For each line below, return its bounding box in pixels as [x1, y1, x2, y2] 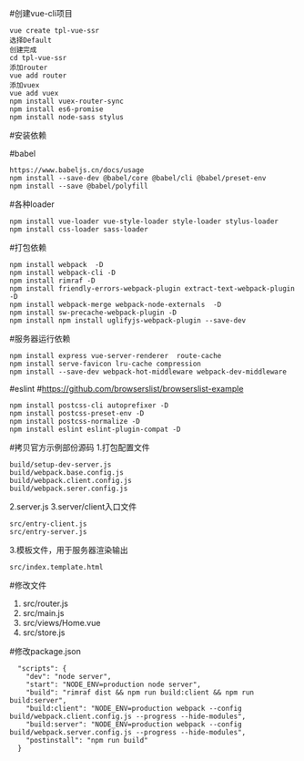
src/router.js [22, 598, 68, 609]
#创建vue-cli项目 [9, 8, 73, 18]
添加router [9, 63, 48, 72]
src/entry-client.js [9, 519, 88, 529]
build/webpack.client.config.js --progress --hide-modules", [9, 712, 247, 721]
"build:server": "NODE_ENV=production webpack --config [25, 720, 243, 729]
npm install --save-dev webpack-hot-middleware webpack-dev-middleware [9, 367, 287, 376]
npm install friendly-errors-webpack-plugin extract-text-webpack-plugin [9, 284, 296, 293]
